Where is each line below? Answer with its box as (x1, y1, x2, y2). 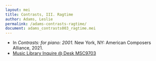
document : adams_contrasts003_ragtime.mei (5, 26, 96, 31)
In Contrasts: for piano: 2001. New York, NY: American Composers (12, 39, 151, 45)
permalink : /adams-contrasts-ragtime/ (5, 21, 87, 26)
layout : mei (5, 7, 30, 12)
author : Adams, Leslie (5, 16, 53, 21)
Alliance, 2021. (12, 45, 43, 51)
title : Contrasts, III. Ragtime (5, 12, 73, 17)
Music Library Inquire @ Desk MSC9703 (12, 50, 96, 56)
